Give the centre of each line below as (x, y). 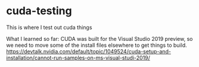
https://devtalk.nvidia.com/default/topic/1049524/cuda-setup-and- (89, 51)
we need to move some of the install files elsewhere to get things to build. (97, 45)
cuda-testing (39, 11)
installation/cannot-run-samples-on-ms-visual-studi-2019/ (78, 58)
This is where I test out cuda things (49, 27)
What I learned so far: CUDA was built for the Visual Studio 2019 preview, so (99, 39)
